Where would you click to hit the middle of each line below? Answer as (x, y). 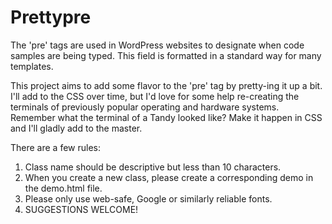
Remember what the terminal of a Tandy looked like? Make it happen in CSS (166, 117)
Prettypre (51, 17)
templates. (32, 66)
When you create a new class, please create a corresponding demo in (169, 177)
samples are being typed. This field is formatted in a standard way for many (166, 55)
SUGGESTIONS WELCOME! (81, 209)
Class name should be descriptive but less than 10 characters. (153, 167)
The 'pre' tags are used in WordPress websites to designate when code (157, 45)
